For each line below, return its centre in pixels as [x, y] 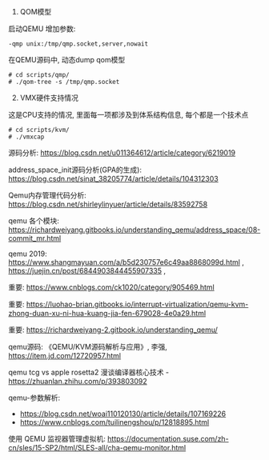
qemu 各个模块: [34, 221]
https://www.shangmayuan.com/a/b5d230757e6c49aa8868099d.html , [126, 262]
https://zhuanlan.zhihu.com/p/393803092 [78, 381]
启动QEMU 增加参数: [42, 29]
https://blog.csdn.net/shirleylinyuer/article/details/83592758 [108, 204]
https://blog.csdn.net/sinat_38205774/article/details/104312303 [113, 179]
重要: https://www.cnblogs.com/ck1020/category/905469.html [111, 287]
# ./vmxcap [26, 137]
